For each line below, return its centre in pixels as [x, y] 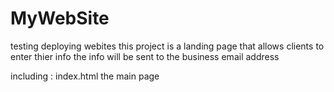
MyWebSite [60, 18]
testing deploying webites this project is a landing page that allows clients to [167, 46]
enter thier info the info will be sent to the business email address [145, 56]
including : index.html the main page [85, 76]
